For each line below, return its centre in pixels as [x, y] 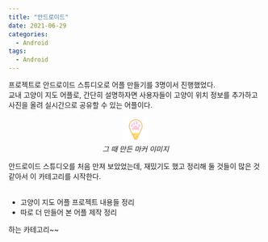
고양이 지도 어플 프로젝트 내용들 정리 [77, 202]
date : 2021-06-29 [38, 25]
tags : [17, 51]
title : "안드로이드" [39, 17]
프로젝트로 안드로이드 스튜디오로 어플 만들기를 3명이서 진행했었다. [112, 85]
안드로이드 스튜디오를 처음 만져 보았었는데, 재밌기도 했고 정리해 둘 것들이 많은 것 [134, 167]
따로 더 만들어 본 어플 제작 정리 [68, 212]
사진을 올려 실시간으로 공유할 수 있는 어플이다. [81, 105]
